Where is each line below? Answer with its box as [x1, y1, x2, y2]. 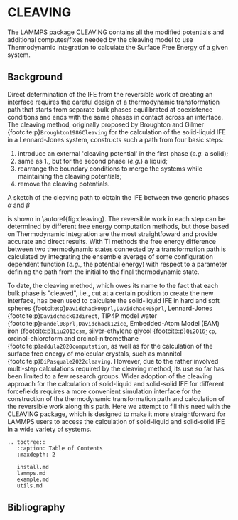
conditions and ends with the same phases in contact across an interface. [7, 112, 224, 121]
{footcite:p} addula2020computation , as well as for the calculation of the [7, 341, 213, 350]
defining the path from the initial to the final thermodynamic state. [7, 267, 200, 276]
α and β [7, 201, 31, 209]
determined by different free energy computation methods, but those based [7, 222, 229, 230]
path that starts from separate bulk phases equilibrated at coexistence [7, 105, 213, 114]
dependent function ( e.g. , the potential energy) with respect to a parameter [7, 260, 227, 268]
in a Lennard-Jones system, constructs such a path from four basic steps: [7, 135, 224, 144]
